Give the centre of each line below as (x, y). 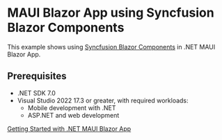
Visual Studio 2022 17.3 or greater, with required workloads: (103, 100)
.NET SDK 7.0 (36, 93)
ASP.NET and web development (73, 115)
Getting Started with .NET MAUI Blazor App (69, 129)
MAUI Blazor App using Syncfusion (111, 13)
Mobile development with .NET (72, 108)
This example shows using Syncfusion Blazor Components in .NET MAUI (111, 47)
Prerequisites (37, 76)
